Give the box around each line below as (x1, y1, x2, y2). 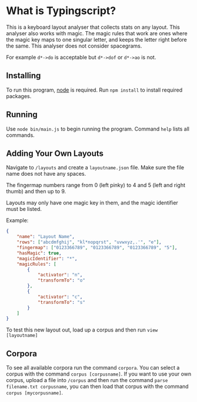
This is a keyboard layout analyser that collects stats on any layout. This (6, 24, 181, 31)
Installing (6, 71, 41, 81)
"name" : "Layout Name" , (16, 234, 75, 240)
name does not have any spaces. (6, 170, 86, 177)
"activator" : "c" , (37, 294, 83, 300)
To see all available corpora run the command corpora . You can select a (6, 364, 180, 371)
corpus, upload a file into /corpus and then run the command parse (6, 377, 168, 384)
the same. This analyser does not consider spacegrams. (6, 42, 142, 49)
